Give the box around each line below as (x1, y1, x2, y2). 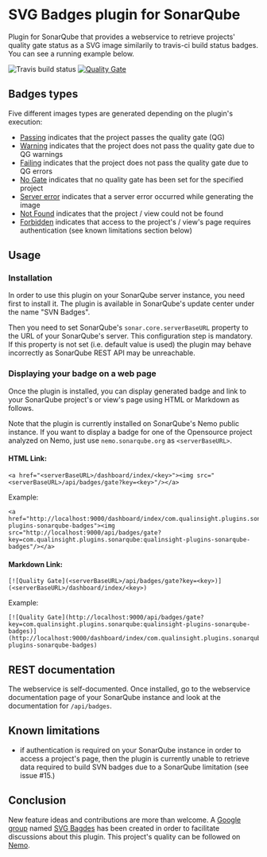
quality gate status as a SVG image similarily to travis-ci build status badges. (8, 40, 258, 49)
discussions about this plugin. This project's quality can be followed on (8, 832, 241, 841)
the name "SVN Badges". (8, 307, 91, 317)
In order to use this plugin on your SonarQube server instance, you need (8, 291, 245, 300)
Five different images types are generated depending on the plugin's (8, 108, 233, 118)
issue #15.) (19, 770, 56, 780)
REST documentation (8, 663, 115, 676)
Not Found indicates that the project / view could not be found (19, 209, 224, 218)
